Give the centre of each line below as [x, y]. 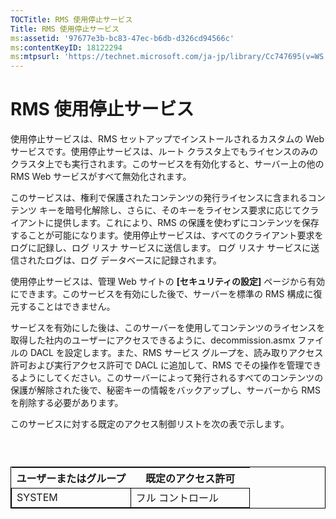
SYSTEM [37, 498]
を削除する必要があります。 [67, 403]
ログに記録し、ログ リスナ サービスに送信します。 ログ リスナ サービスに [161, 248]
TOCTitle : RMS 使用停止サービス [71, 19]
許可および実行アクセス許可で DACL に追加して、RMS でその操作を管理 [157, 365]
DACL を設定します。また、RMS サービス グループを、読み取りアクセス [176, 353]
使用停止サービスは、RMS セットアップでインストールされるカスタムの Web [167, 139]
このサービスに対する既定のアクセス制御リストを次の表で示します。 [150, 424]
